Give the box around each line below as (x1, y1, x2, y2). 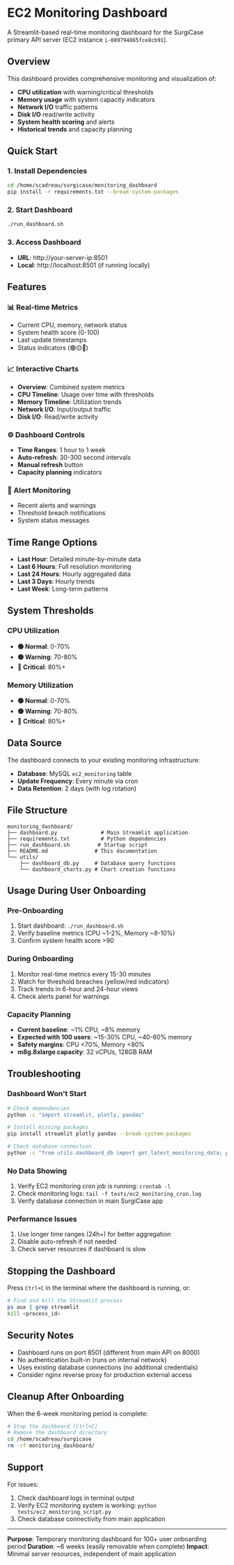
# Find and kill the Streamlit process (7, 1297, 123, 1304)
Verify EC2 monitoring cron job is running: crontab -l (17, 1182, 171, 1190)
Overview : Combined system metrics (17, 382, 125, 391)
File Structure (7, 805, 68, 816)
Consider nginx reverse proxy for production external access (17, 1370, 193, 1378)
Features (7, 281, 47, 293)
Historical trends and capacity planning (17, 124, 132, 134)
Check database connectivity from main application (17, 1515, 166, 1523)
